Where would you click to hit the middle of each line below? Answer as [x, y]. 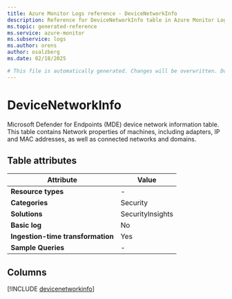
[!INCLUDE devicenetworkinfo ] [51, 289]
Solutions [27, 214]
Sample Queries [37, 248]
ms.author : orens [32, 46]
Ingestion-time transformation [62, 237]
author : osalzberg [33, 52]
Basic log [26, 225]
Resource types [37, 192]
